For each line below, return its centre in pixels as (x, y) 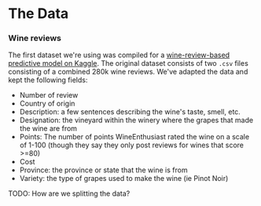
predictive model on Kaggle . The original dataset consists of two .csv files (129, 63)
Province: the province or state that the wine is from (103, 170)
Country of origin (47, 103)
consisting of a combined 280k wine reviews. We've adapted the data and (128, 72)
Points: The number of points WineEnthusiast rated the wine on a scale (134, 137)
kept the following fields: (48, 80)
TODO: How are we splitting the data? (69, 193)
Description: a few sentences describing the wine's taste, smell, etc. (130, 112)
